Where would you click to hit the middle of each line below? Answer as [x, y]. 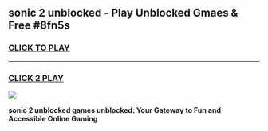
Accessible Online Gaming [53, 118]
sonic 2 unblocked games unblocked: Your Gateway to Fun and [115, 110]
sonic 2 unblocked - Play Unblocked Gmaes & [123, 13]
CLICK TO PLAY [39, 48]
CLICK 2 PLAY [36, 78]
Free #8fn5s [39, 26]
